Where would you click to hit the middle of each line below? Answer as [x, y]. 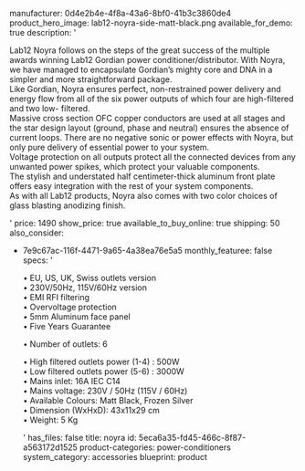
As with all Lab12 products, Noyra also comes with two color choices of [144, 196]
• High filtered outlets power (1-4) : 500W [101, 361]
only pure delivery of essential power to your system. [110, 147]
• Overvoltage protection [69, 307]
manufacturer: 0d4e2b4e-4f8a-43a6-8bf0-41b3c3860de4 [120, 13]
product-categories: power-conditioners [155, 447]
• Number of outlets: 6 [65, 344]
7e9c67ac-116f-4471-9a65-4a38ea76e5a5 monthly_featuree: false [147, 251]
